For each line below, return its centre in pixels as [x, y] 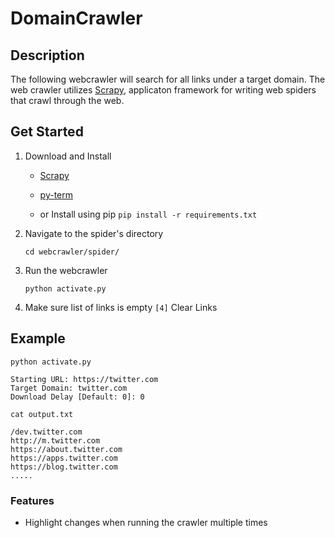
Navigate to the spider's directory [94, 233]
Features [32, 500]
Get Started [47, 132]
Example [38, 338]
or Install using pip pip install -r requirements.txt [148, 214]
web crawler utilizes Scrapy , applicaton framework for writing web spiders [163, 90]
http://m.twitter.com [55, 440]
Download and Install [68, 156]
